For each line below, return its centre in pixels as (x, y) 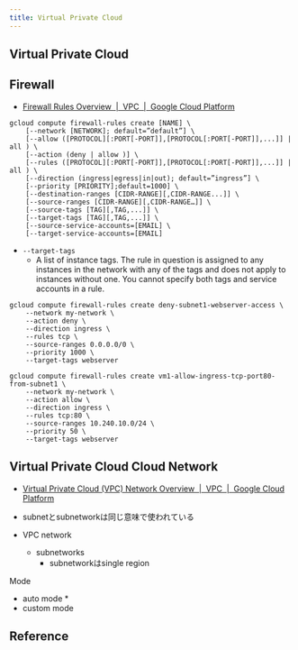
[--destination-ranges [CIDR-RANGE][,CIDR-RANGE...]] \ (133, 194)
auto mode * (45, 598)
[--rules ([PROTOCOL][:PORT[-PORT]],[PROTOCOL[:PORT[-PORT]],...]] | (159, 162)
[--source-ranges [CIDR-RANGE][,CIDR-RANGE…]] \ (118, 202)
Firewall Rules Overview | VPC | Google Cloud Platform (129, 106)
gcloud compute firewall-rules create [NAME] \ (100, 123)
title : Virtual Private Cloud (66, 18)
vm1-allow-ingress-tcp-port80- (217, 376)
